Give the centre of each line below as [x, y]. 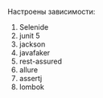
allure [28, 70]
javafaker [35, 53]
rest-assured [40, 61]
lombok [32, 87]
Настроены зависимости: [51, 12]
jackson [32, 44]
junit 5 [29, 36]
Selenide [34, 27]
